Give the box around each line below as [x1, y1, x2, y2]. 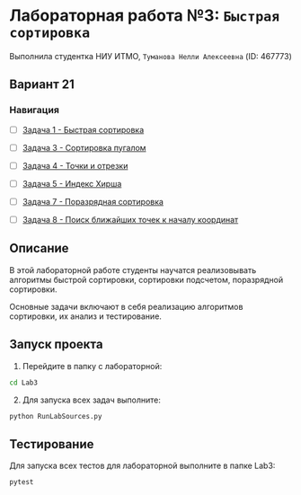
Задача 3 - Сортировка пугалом [22, 142, 146, 153]
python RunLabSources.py [9, 411, 102, 420]
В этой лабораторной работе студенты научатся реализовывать [9, 264, 257, 275]
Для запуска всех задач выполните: [22, 394, 162, 405]
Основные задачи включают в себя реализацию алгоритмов [9, 301, 243, 312]
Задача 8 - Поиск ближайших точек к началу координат [22, 214, 239, 225]
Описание [9, 241, 69, 256]
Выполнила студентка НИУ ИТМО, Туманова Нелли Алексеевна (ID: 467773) [9, 50, 292, 61]
